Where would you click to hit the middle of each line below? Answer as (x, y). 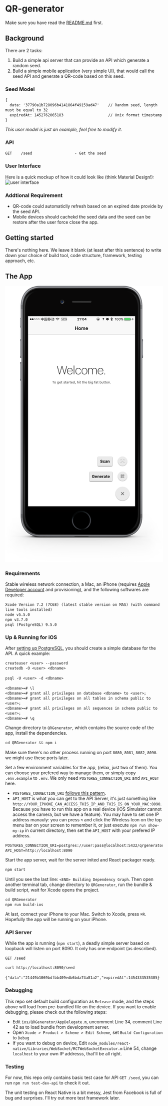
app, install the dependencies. (36, 733)
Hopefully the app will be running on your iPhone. (56, 920)
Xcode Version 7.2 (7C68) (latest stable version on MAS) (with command (82, 605)
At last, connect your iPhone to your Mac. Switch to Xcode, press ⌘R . (76, 914)
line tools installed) (29, 610)
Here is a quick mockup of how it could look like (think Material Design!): (80, 177)
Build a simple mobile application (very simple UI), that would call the (83, 71)
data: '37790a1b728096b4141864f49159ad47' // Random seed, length (83, 105)
